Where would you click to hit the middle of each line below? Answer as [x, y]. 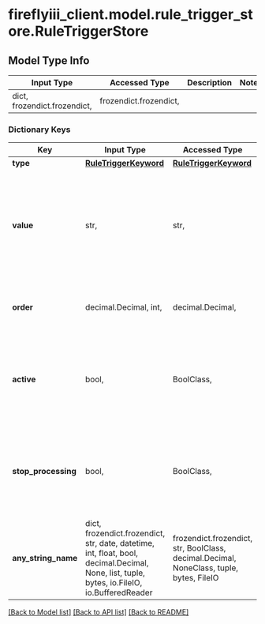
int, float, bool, [112, 553]
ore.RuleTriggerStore [78, 31]
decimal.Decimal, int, [124, 307]
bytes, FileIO [196, 578]
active [24, 379]
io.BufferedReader [119, 592]
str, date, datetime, [120, 543]
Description [210, 83]
